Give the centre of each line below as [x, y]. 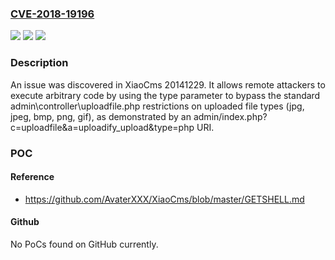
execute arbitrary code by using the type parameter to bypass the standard [165, 95]
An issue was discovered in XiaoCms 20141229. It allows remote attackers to [168, 84]
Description [39, 63]
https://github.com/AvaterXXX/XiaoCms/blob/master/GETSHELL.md [164, 199]
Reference [32, 177]
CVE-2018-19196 [52, 14]
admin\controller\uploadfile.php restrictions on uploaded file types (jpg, [157, 106]
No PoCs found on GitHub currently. [84, 244]
